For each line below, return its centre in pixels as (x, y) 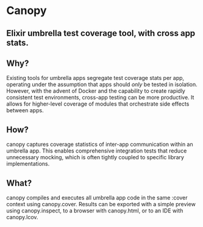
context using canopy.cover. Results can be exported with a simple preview (101, 204)
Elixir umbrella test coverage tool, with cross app (101, 33)
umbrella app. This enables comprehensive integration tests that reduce (97, 151)
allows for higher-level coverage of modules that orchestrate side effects (98, 104)
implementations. (28, 164)
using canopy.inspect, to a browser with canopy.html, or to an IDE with (95, 211)
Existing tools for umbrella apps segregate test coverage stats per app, (95, 78)
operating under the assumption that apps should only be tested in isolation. (102, 85)
